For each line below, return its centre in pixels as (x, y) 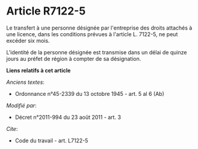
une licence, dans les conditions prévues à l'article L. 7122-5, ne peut (92, 34)
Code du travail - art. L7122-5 (51, 141)
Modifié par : (22, 105)
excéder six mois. (28, 40)
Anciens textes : (26, 82)
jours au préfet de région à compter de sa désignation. (74, 59)
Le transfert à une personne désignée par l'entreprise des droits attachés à (99, 28)
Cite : (12, 128)
